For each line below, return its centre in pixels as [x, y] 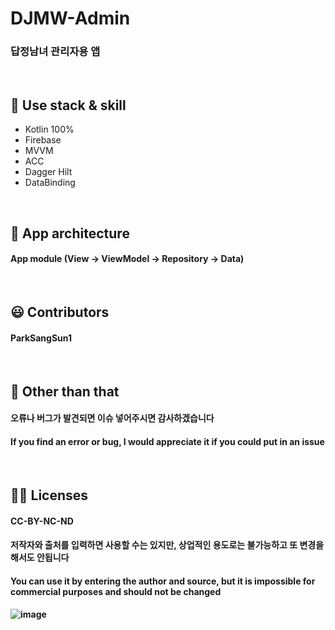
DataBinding [50, 183]
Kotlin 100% [49, 129]
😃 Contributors [60, 312]
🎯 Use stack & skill [68, 105]
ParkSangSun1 [41, 338]
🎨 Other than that [65, 391]
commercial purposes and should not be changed [116, 591]
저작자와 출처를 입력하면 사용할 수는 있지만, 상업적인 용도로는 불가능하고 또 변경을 [167, 545]
